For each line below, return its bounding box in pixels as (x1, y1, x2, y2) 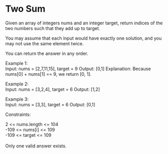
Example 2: (5, 81, 29, 87)
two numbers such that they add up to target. (5, 25, 100, 31)
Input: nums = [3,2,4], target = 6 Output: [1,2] (5, 86, 100, 92)
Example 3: (5, 96, 29, 102)
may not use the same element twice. (5, 40, 84, 46)
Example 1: (5, 60, 28, 66)
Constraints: (5, 111, 31, 117)
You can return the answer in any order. (5, 50, 88, 56)
